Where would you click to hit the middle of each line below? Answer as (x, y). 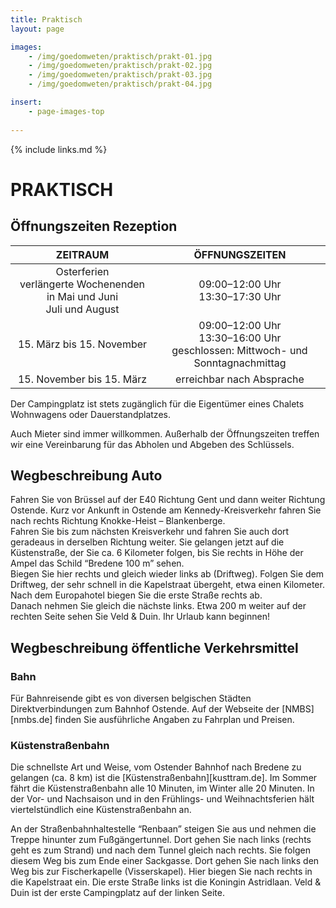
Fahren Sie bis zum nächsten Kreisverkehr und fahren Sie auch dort (150, 532)
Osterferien (82, 271)
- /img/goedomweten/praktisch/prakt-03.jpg (120, 75)
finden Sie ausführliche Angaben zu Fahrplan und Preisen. (174, 719)
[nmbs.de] (31, 719)
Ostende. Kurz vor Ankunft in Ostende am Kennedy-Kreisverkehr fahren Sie (166, 510)
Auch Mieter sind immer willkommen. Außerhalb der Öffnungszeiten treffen (165, 433)
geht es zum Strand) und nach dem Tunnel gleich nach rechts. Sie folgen (160, 850)
